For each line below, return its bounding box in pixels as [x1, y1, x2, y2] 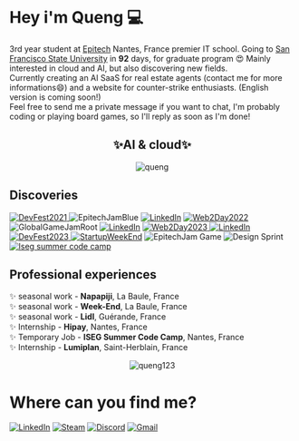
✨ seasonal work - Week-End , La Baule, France [9, 301, 188, 312]
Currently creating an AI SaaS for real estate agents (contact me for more [9, 72, 283, 83]
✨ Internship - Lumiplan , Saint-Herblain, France [9, 342, 188, 353]
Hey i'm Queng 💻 [9, 7, 144, 28]
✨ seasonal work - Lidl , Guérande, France [9, 311, 167, 322]
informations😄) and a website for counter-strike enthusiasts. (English [9, 82, 269, 93]
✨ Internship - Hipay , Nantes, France [9, 321, 148, 332]
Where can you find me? [9, 392, 198, 413]
